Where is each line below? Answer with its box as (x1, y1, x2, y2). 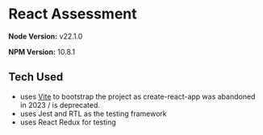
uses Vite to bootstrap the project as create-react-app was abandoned (19, 92, 256, 101)
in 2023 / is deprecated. (19, 100, 101, 109)
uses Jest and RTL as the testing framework (19, 108, 167, 118)
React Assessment (8, 5, 137, 23)
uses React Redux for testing (19, 117, 117, 127)
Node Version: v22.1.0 (8, 31, 83, 41)
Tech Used (8, 70, 64, 84)
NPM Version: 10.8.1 (8, 47, 76, 56)
